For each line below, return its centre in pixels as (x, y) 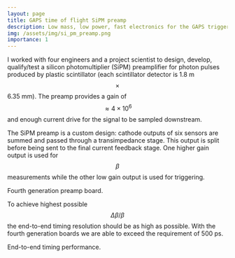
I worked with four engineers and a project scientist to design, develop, (110, 59)
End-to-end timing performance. (54, 247)
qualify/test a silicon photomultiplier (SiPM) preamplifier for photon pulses (114, 67)
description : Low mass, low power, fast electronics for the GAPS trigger (119, 27)
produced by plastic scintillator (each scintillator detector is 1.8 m (101, 75)
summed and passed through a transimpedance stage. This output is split (113, 140)
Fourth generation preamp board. (55, 190)
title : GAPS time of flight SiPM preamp (67, 20)
